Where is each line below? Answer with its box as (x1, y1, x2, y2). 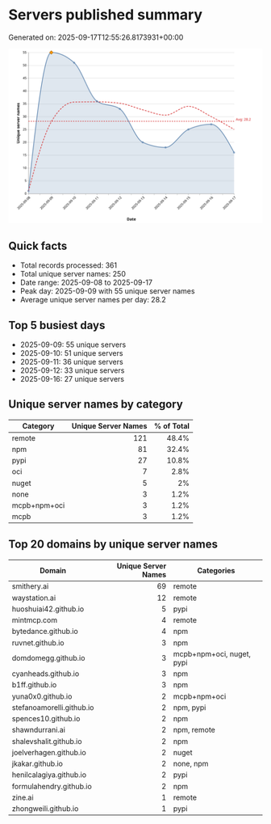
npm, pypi (173, 702, 206, 712)
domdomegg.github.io (11, 653, 85, 663)
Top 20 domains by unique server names (8, 538, 219, 551)
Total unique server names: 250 (19, 269, 127, 279)
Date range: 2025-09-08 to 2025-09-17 (19, 277, 153, 288)
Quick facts (8, 239, 68, 252)
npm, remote (173, 725, 215, 735)
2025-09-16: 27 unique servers (19, 374, 125, 384)
